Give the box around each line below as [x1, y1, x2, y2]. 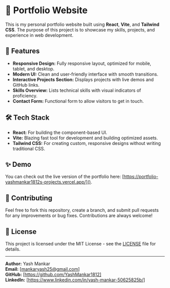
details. [5, 246, 21, 252]
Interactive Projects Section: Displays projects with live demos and [12, 76, 154, 83]
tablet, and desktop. [12, 65, 55, 71]
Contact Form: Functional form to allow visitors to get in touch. [12, 98, 144, 104]
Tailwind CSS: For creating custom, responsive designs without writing [12, 140, 161, 146]
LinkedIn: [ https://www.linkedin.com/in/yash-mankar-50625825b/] [5, 277, 145, 283]
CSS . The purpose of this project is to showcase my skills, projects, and [5, 26, 155, 32]
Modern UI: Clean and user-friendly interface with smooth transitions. [12, 71, 158, 77]
